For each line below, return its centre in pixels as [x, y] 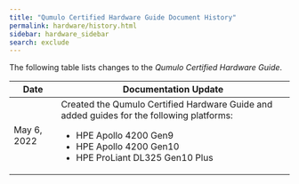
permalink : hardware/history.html [73, 26]
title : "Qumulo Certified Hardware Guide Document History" [123, 17]
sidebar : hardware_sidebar [59, 34]
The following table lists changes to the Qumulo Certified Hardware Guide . [146, 68]
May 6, [28, 130]
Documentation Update [174, 90]
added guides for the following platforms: [147, 116]
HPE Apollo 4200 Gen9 [125, 136]
